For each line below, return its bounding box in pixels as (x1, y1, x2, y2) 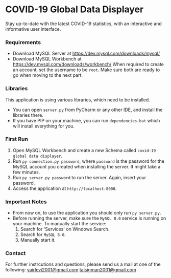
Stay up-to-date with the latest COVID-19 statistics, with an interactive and (5, 20, 162, 27)
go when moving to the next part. (12, 72, 83, 78)
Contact (5, 250, 26, 257)
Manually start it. (20, 237, 56, 243)
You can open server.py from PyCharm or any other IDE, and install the (12, 106, 163, 113)
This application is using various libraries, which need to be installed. (5, 96, 151, 103)
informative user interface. (5, 26, 61, 32)
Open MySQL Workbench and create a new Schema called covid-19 (12, 147, 156, 153)
